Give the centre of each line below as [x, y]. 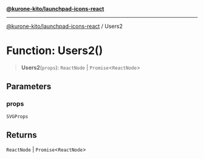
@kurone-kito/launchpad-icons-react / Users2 [65, 26]
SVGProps [17, 117]
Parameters [29, 86]
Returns [22, 135]
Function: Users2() [55, 51]
